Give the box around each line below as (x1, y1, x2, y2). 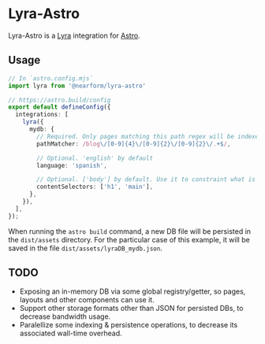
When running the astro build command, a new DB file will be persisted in (8, 226, 251, 236)
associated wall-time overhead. (19, 328, 122, 338)
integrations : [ (15, 111, 69, 119)
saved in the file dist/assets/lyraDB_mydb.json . (8, 243, 163, 253)
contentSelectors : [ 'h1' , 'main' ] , (36, 183, 154, 191)
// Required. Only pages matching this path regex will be (36, 132, 235, 140)
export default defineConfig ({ (8, 103, 111, 111)
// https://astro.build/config (8, 96, 111, 104)
